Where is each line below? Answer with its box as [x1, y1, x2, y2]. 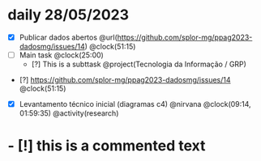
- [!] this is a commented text [7, 137, 206, 155]
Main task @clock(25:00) [19, 50, 105, 60]
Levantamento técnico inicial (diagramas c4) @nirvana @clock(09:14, [19, 100, 252, 109]
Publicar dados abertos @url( [19, 32, 118, 42]
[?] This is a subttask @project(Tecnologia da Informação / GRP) [31, 59, 246, 70]
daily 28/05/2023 [7, 6, 129, 24]
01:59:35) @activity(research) [19, 108, 119, 118]
